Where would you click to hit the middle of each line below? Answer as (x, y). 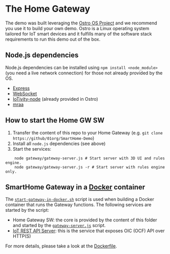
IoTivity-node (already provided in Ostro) (55, 99)
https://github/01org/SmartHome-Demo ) (53, 138)
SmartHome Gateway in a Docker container (75, 187)
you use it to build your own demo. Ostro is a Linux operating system (77, 28)
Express (21, 88)
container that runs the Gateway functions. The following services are (78, 205)
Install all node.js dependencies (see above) (59, 144)
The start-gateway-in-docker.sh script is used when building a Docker (80, 200)
